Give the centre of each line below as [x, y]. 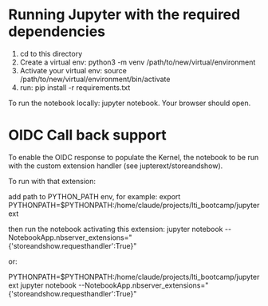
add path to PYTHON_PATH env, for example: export [95, 196]
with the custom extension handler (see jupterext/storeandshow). [116, 166]
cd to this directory [51, 53]
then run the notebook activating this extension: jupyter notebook [116, 229]
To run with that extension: [52, 181]
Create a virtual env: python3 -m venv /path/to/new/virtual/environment [138, 62]
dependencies [57, 31]
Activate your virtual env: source [73, 70]
